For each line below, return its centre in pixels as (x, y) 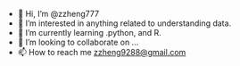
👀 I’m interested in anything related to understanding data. (124, 23)
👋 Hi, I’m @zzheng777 (58, 14)
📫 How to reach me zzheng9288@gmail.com (102, 52)
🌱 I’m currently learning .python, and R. (90, 33)
